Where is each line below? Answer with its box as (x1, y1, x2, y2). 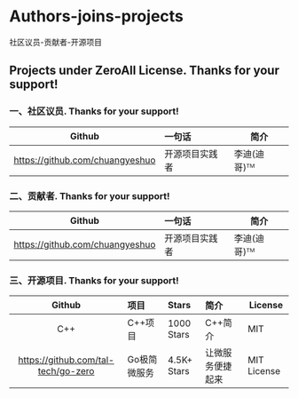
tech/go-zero (37, 365, 95, 378)
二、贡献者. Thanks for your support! (9, 189, 170, 202)
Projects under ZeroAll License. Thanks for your (9, 63, 279, 78)
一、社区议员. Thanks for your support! (9, 105, 179, 117)
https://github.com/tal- (18, 354, 115, 366)
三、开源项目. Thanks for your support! (9, 274, 179, 286)
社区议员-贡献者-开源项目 (9, 36, 102, 47)
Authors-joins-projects (9, 6, 184, 27)
